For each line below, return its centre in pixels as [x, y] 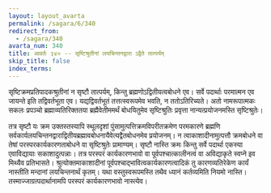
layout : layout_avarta [47, 16]
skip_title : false [39, 62]
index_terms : [30, 69]
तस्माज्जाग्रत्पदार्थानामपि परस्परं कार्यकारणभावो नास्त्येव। [78, 181]
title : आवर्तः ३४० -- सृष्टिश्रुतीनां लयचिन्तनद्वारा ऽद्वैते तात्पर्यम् [86, 54]
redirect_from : [34, 31]
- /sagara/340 [39, 39]
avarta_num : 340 [36, 46]
